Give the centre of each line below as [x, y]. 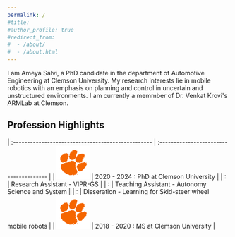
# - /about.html [33, 52]
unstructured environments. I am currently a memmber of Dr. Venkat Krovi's [117, 96]
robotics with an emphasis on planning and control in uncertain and [105, 88]
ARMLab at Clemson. [38, 103]
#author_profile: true [41, 30]
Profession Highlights [56, 125]
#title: [19, 22]
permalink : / [26, 15]
